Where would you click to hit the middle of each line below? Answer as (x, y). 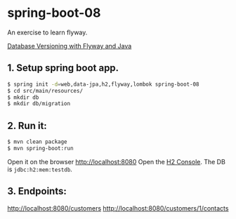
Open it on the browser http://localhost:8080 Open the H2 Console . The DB (117, 161)
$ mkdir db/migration (39, 104)
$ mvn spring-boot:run (40, 148)
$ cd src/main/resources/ (45, 91)
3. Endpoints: (37, 191)
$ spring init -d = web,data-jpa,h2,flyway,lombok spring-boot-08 (103, 84)
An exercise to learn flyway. (47, 32)
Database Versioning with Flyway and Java (70, 46)
